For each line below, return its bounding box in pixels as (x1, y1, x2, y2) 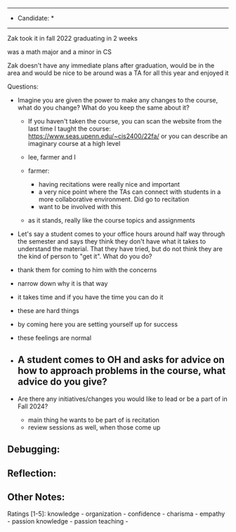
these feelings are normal (17, 334, 92, 342)
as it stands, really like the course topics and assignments (27, 216, 195, 225)
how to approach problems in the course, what (17, 365, 226, 377)
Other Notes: (7, 491, 65, 503)
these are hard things (17, 307, 79, 314)
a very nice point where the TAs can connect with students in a (38, 187, 221, 196)
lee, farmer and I (27, 153, 76, 161)
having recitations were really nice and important (38, 180, 181, 188)
